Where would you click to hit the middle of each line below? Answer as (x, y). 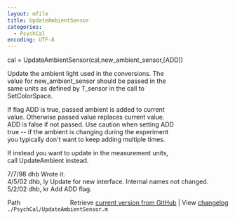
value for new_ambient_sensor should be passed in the (87, 81)
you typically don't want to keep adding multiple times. (86, 140)
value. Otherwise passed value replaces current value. (86, 117)
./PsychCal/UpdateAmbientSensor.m (58, 209)
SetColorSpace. (30, 96)
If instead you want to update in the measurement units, (88, 153)
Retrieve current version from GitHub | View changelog (149, 203)
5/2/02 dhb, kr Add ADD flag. (50, 189)
